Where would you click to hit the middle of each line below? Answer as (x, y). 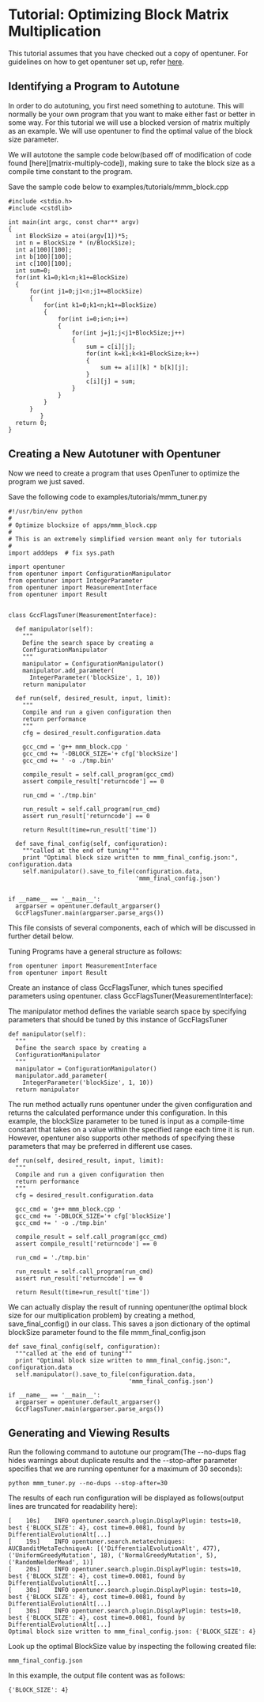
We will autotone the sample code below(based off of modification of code (130, 154)
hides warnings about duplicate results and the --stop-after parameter (123, 1461)
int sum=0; (33, 271)
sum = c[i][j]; (111, 347)
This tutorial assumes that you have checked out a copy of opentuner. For (128, 53)
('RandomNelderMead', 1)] (51, 1563)
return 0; (31, 423)
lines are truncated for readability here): (73, 1507)
